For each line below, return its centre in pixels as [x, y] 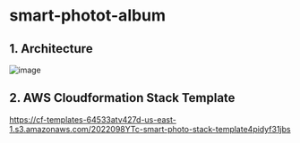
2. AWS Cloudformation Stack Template [122, 98]
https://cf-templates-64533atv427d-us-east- [93, 119]
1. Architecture [51, 49]
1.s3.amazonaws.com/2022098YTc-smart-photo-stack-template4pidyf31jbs [150, 129]
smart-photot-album [88, 16]
